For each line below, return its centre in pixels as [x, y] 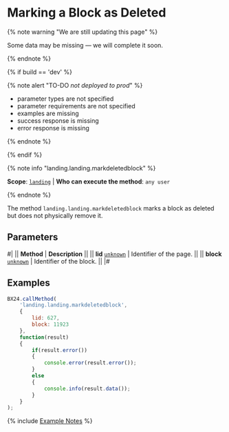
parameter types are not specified [65, 99]
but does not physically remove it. [55, 215]
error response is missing [53, 128]
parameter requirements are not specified [76, 106]
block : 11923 [51, 325]
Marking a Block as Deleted [87, 13]
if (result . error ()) [60, 350]
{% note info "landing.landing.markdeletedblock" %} [81, 168]
